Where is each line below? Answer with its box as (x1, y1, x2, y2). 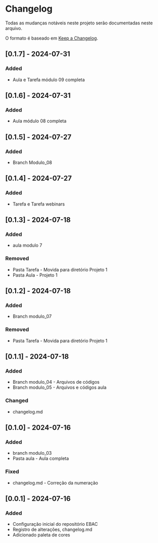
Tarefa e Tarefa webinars (12, 201, 65, 207)
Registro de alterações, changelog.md (12, 526, 93, 533)
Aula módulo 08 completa (12, 118, 67, 124)
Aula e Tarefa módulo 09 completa (12, 77, 85, 83)
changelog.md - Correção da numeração (12, 480, 99, 486)
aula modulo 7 (12, 242, 43, 249)
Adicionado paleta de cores (12, 532, 70, 538)
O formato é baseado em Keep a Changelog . (5, 35, 98, 41)
